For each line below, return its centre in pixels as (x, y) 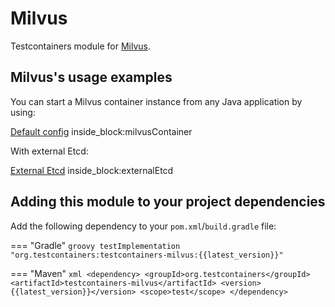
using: (23, 112)
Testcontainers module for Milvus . (81, 46)
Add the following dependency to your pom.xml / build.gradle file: (143, 226)
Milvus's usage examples (91, 77)
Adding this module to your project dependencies (168, 202)
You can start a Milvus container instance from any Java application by (156, 101)
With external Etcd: (49, 151)
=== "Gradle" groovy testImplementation (95, 245)
